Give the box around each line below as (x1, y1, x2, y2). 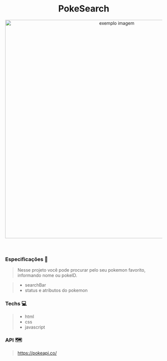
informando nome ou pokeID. (17, 273, 77, 279)
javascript (24, 324, 45, 330)
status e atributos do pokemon (24, 288, 88, 294)
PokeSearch (58, 3, 110, 14)
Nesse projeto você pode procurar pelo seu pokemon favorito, (17, 267, 146, 273)
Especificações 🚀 (5, 256, 48, 263)
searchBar (24, 282, 46, 288)
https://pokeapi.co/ (17, 350, 57, 356)
